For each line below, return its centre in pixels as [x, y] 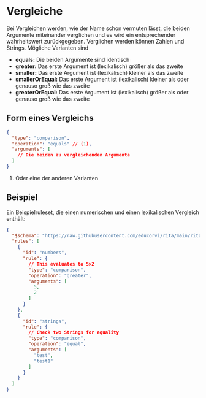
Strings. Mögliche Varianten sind [48, 48]
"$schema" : [26, 235]
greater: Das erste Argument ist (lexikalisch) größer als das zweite [99, 66]
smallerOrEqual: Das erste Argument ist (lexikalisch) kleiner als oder [102, 79]
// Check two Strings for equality [74, 332]
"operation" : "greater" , [60, 275]
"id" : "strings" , [45, 321]
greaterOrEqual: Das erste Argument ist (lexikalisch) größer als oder [102, 92]
